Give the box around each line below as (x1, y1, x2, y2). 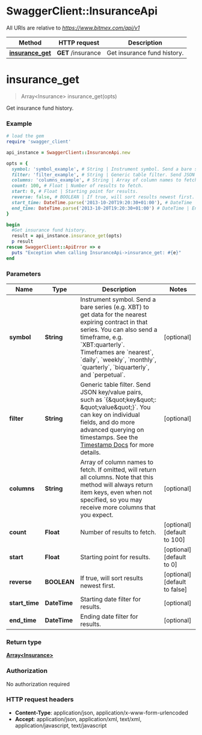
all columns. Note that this (80, 473, 154, 481)
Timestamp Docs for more (80, 440, 155, 449)
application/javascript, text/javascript (14, 722, 107, 729)
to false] (164, 585, 188, 593)
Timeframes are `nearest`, (80, 348, 154, 356)
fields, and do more (80, 418, 135, 426)
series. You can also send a (80, 325, 158, 334)
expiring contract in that (80, 317, 148, 326)
